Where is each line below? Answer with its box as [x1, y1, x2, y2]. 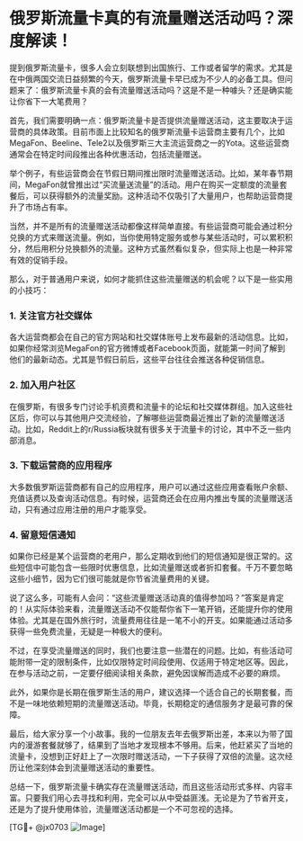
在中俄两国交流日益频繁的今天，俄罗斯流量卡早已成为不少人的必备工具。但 [9, 73, 285, 84]
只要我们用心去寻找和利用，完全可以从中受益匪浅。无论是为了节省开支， [24, 792, 293, 803]
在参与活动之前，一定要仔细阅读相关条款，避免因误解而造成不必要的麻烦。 [9, 667, 285, 679]
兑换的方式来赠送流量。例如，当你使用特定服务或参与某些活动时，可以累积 [9, 231, 285, 243]
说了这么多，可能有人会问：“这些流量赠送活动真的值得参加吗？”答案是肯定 [9, 593, 285, 604]
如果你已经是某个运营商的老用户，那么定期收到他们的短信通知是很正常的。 [9, 550, 285, 562]
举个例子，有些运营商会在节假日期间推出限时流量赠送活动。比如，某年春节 [9, 167, 285, 178]
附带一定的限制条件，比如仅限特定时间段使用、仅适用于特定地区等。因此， [16, 657, 293, 667]
